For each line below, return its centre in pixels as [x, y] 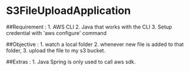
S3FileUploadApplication [69, 11]
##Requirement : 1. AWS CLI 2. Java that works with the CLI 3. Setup [89, 27]
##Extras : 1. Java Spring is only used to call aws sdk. [71, 62]
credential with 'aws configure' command [56, 33]
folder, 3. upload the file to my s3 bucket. [56, 50]
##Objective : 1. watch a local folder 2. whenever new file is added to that [95, 44]
